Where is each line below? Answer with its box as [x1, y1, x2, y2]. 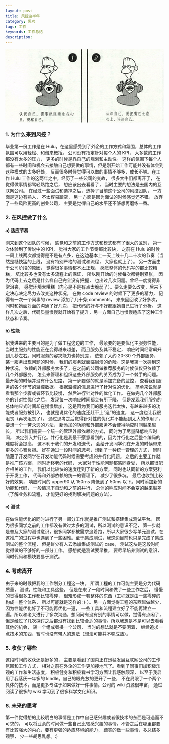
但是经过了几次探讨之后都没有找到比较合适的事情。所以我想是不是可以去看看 [5, 618, 164, 624]
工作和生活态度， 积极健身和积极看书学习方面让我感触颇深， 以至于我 [14, 669, 157, 675]
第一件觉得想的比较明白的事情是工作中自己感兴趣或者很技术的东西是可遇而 [5, 714, 159, 721]
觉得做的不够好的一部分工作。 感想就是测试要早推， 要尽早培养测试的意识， [5, 547, 162, 553]
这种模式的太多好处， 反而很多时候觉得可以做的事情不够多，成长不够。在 [5, 168, 156, 175]
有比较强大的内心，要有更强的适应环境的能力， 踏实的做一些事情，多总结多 [5, 727, 161, 733]
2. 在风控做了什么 [5, 214, 48, 221]
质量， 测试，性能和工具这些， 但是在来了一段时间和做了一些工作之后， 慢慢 [5, 586, 163, 592]
